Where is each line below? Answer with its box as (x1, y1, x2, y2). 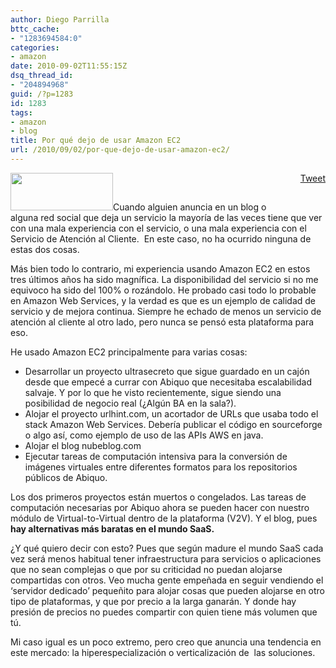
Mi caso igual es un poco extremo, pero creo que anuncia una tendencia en (10, 636, 322, 648)
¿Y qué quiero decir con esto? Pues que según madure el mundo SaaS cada (10, 542, 324, 554)
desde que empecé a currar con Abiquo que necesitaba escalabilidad (24, 376, 313, 388)
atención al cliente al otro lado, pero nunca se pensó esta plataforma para (10, 316, 315, 328)
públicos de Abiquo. (24, 471, 108, 483)
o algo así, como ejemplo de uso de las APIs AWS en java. (24, 429, 264, 441)
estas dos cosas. (10, 243, 80, 255)
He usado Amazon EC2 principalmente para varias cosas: (10, 346, 248, 358)
